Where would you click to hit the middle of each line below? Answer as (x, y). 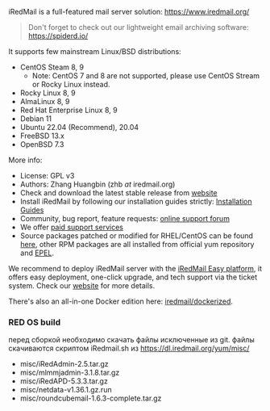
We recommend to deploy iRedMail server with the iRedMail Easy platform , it (135, 268)
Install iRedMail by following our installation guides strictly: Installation (136, 201)
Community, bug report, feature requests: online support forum (125, 218)
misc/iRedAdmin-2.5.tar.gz (64, 364)
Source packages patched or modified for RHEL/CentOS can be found (137, 236)
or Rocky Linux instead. (71, 84)
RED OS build (35, 322)
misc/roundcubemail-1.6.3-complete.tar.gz (91, 398)
